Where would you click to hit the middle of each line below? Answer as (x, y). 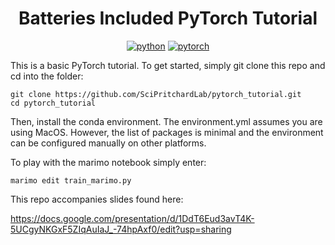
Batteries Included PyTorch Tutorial (168, 18)
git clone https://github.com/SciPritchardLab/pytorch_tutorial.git (156, 94)
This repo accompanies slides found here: (97, 199)
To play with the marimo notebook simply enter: (108, 162)
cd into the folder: (47, 76)
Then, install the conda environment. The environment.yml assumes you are (166, 121)
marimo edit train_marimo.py (71, 180)
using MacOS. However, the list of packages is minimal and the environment (167, 132)
